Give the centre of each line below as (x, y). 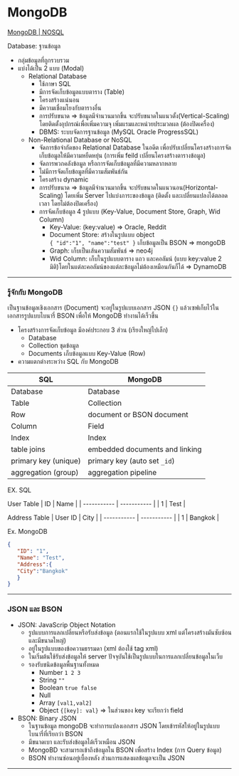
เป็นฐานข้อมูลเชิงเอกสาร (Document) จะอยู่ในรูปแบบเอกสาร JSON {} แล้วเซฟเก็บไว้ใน (113, 308)
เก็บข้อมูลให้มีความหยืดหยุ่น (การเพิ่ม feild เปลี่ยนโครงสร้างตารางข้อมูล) (122, 155)
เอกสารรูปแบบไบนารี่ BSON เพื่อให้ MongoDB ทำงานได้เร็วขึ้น (83, 316)
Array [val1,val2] (65, 703)
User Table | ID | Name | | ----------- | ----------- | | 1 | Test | (97, 504)
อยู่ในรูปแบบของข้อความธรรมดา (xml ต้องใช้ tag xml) (93, 648)
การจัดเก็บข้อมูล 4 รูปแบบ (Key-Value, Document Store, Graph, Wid (129, 211)
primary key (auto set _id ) (131, 461)
